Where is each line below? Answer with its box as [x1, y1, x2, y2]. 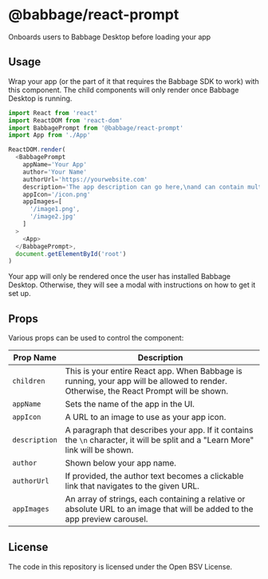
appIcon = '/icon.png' [22, 190, 91, 198]
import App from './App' [8, 131, 91, 139]
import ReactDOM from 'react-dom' [8, 116, 124, 125]
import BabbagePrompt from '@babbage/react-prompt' [8, 124, 183, 132]
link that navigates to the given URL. [65, 481, 199, 492]
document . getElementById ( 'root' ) [15, 250, 127, 258]
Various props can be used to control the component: [8, 333, 184, 343]
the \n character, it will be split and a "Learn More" [65, 434, 254, 445]
